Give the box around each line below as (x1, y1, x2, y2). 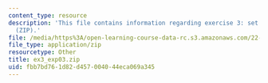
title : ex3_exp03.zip (8, 56, 81, 64)
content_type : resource (8, 11, 88, 20)
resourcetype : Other (8, 48, 77, 56)
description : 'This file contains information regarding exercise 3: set (8, 19, 259, 27)
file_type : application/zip (8, 41, 102, 49)
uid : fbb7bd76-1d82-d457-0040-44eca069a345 (8, 63, 156, 71)
